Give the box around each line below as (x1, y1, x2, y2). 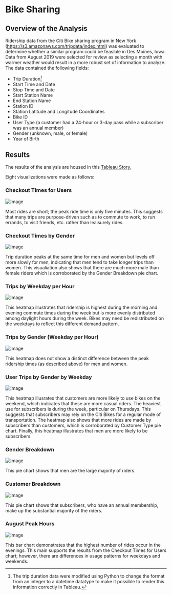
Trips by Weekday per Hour (5, 283, 75, 290)
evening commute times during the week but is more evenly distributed (5, 310, 155, 316)
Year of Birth (12, 135, 40, 142)
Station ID (12, 103, 34, 109)
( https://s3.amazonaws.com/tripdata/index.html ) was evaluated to (5, 43, 144, 49)
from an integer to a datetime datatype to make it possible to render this (12, 578, 165, 584)
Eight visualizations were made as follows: (5, 174, 95, 180)
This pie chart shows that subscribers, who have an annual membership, (5, 502, 159, 508)
